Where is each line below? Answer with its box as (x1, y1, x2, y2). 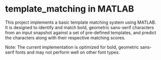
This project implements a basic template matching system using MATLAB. (5, 19, 156, 25)
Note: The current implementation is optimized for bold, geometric (5, 44, 139, 50)
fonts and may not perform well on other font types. (15, 49, 120, 55)
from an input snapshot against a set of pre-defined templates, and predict (5, 30, 156, 35)
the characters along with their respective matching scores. (5, 35, 126, 41)
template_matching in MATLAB (5, 3, 134, 15)
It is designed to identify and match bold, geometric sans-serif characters (5, 24, 154, 30)
